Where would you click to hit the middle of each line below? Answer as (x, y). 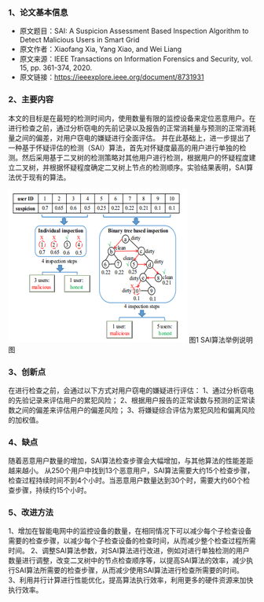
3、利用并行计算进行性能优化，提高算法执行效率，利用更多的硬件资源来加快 (131, 580)
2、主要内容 (31, 100)
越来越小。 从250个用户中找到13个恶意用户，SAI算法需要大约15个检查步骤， (131, 471)
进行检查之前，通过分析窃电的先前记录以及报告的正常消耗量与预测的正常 (125, 128)
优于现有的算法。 (42, 177)
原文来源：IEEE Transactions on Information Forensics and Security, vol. (136, 59)
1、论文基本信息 (38, 12)
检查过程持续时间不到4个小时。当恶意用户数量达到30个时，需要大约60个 (126, 480)
